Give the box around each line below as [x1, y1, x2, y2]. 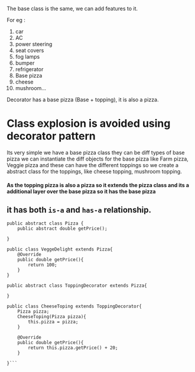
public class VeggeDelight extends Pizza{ [6, 246, 113, 252]
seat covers [15, 47, 44, 54]
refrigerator [15, 66, 44, 73]
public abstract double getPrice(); [17, 226, 108, 232]
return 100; [28, 262, 58, 268]
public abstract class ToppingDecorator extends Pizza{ [6, 283, 147, 289]
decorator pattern [6, 130, 96, 143]
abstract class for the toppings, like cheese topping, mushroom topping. [6, 168, 182, 175]
